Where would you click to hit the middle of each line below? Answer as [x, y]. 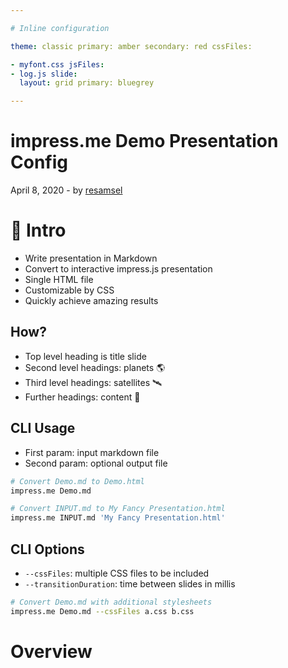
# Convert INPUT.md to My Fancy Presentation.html [118, 509]
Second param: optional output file [96, 463]
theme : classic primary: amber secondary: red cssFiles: [131, 46]
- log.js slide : [44, 74]
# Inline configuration [60, 28]
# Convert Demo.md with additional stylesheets [111, 602]
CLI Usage [43, 428]
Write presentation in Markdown [91, 258]
